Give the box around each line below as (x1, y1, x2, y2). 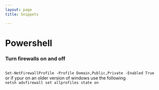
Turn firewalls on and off (5, 55, 66, 62)
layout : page (5, 7, 32, 12)
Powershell (5, 38, 53, 48)
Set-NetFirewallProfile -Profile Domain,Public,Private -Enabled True (5, 70, 155, 76)
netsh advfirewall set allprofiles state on (5, 80, 99, 85)
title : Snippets (5, 12, 39, 17)
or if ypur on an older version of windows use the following (5, 75, 126, 81)
